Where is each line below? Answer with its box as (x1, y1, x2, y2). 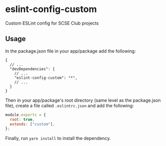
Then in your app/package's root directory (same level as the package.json (5, 97, 161, 103)
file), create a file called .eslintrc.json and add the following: (5, 102, 134, 108)
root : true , (10, 117, 35, 122)
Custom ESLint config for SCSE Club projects (5, 20, 99, 26)
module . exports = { (5, 112, 46, 117)
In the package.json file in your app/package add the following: (5, 48, 136, 54)
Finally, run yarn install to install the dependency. (5, 135, 111, 141)
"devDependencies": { (10, 66, 55, 71)
